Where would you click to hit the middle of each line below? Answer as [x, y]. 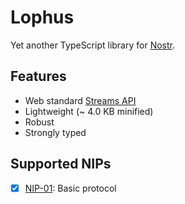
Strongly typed [55, 132]
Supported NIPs [61, 164]
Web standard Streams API [80, 100]
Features [38, 76]
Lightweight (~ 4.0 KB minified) [89, 111]
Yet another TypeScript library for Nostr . [93, 45]
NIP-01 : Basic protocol [70, 188]
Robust [39, 122]
